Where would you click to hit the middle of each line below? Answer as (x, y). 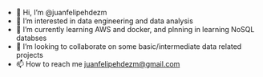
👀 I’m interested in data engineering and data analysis (105, 21)
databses (31, 38)
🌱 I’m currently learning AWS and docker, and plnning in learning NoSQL (135, 29)
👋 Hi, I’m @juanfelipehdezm (61, 12)
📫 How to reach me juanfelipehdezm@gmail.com (98, 64)
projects (30, 55)
